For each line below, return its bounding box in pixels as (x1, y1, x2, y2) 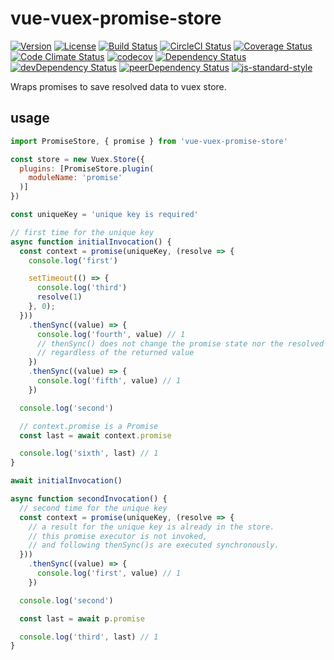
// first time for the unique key (10, 227, 155, 237)
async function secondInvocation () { (10, 494, 168, 504)
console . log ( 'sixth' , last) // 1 (19, 448, 159, 459)
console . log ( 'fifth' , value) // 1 (36, 376, 182, 386)
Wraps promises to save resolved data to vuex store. (10, 80, 227, 92)
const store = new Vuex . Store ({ (10, 154, 145, 164)
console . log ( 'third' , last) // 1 (19, 632, 159, 642)
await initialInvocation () (10, 476, 123, 486)
